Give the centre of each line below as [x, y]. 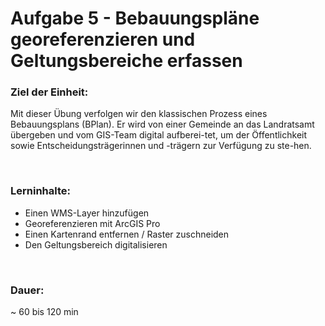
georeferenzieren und [103, 39]
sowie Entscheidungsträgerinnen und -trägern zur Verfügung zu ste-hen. [161, 146]
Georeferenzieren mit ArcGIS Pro [92, 223]
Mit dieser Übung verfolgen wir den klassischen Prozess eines [139, 114]
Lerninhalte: [40, 191]
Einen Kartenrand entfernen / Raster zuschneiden [127, 234]
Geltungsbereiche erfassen [126, 61]
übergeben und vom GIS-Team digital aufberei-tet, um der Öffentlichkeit [159, 135]
